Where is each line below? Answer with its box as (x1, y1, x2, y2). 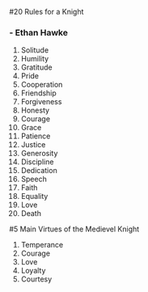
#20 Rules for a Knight (9, 7, 84, 16)
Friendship (20, 88, 57, 98)
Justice (20, 140, 46, 150)
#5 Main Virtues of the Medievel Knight (9, 224, 140, 234)
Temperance (20, 240, 64, 250)
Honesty (20, 105, 50, 116)
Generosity (20, 149, 58, 159)
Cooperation (20, 80, 63, 90)
